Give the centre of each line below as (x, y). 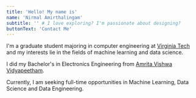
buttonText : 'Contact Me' (39, 29)
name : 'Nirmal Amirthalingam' (45, 18)
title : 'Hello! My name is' (42, 12)
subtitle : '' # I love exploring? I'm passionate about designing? (94, 23)
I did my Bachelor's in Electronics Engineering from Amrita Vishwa (89, 64)
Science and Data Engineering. (45, 89)
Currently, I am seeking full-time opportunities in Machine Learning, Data (98, 82)
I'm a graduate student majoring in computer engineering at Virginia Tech (98, 46)
